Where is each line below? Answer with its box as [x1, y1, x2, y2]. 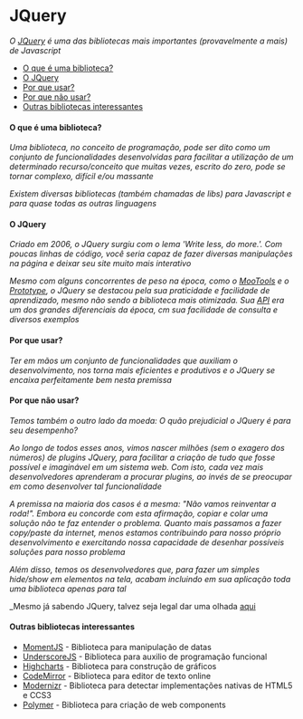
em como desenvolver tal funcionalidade [9, 481, 163, 492]
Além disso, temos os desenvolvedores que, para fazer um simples [9, 563, 260, 575]
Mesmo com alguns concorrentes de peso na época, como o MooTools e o [9, 275, 289, 286]
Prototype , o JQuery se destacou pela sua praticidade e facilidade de [9, 285, 270, 296]
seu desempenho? [9, 425, 79, 436]
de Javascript [9, 44, 62, 55]
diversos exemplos [9, 314, 80, 325]
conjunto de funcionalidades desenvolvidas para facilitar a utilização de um [9, 151, 294, 163]
